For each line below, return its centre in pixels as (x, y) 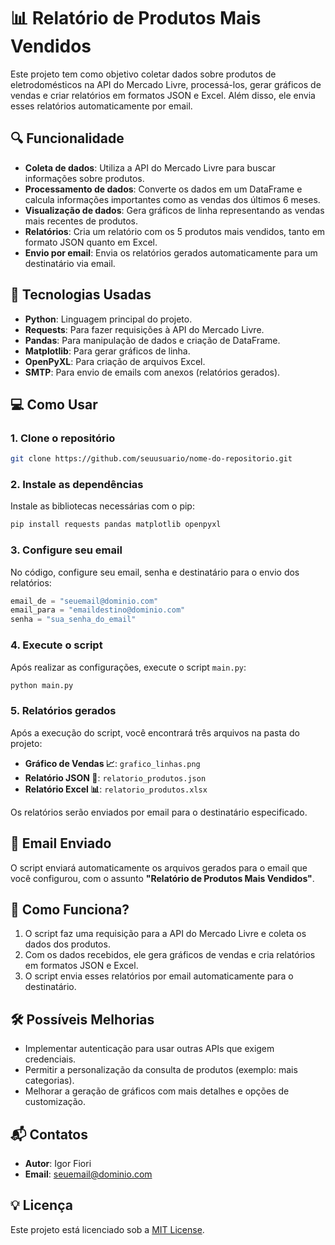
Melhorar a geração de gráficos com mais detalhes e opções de (157, 1091)
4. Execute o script (56, 645)
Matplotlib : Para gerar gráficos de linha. (107, 351)
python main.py (42, 685)
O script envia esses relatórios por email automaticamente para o (159, 976)
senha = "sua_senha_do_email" (73, 620)
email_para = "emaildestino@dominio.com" (98, 610)
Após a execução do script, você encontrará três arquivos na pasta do (155, 732)
